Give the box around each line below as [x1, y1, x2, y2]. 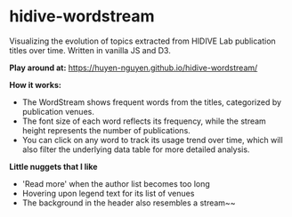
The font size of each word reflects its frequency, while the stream [21, 116, 267, 126]
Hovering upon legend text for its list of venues [21, 188, 195, 198]
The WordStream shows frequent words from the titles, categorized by [21, 96, 282, 108]
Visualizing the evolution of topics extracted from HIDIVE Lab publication [9, 36, 276, 46]
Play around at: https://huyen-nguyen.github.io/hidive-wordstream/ [9, 62, 258, 73]
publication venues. [21, 106, 95, 117]
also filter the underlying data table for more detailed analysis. [21, 144, 250, 155]
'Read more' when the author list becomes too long [21, 178, 211, 189]
